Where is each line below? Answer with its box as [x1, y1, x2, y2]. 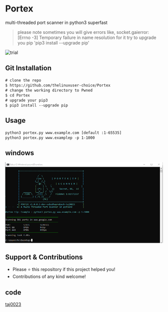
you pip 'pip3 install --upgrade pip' [17, 39, 89, 45]
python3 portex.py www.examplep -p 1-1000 [5, 135, 95, 140]
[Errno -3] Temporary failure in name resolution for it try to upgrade [17, 34, 156, 40]
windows [5, 148, 34, 157]
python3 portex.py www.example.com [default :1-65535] [5, 130, 122, 135]
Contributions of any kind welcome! [12, 274, 86, 280]
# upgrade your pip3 [5, 98, 48, 103]
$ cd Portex [5, 93, 30, 98]
